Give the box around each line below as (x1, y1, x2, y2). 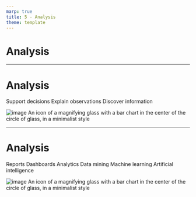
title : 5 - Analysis (6, 14, 57, 20)
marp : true (6, 8, 33, 15)
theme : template (6, 19, 45, 25)
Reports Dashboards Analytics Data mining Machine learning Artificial (6, 161, 174, 168)
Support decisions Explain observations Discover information (6, 98, 153, 105)
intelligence (6, 167, 34, 174)
